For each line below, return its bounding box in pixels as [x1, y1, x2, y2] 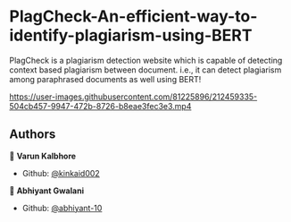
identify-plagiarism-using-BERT [9, 25, 253, 46]
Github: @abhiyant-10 [21, 202, 103, 213]
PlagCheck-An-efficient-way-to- [9, 6, 258, 27]
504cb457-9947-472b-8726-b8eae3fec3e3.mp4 [9, 100, 192, 111]
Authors [9, 127, 56, 142]
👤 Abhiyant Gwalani [9, 185, 85, 196]
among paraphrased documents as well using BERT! [9, 73, 202, 84]
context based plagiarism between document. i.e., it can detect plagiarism [9, 64, 282, 75]
